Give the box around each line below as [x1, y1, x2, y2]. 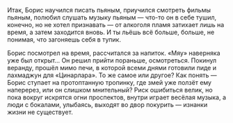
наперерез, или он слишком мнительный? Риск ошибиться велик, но [7, 86, 214, 94]
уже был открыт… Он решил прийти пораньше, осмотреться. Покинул [7, 56, 217, 65]
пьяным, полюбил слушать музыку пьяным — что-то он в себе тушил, [7, 13, 217, 22]
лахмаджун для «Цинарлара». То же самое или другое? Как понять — [7, 71, 217, 79]
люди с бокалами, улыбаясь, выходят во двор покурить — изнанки [7, 101, 208, 108]
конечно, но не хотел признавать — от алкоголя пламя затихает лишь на [7, 21, 225, 28]
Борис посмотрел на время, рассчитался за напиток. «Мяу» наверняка [7, 49, 220, 57]
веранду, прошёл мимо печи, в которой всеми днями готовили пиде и [7, 64, 217, 72]
